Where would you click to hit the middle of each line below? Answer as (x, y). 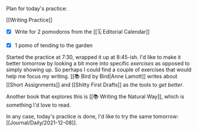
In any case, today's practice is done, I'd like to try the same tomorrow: (92, 117)
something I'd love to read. (39, 105)
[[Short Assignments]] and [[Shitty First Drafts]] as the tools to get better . (95, 85)
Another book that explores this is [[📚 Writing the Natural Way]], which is (95, 97)
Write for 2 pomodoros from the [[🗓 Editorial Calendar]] (82, 32)
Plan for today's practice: (37, 9)
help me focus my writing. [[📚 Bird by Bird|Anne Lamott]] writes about (92, 77)
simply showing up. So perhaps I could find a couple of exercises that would (99, 70)
